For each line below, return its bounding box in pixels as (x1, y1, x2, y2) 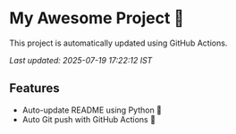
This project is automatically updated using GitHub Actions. (9, 38, 228, 48)
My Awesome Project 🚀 (9, 8, 185, 29)
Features (9, 80, 60, 96)
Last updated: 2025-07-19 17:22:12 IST (9, 54, 153, 65)
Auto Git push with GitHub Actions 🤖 (21, 113, 156, 124)
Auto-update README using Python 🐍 (21, 105, 163, 115)
